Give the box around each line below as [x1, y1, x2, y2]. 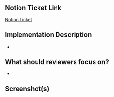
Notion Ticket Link [5, 4, 62, 12]
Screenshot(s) [5, 84, 50, 93]
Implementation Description [5, 31, 92, 39]
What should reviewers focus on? [5, 58, 110, 66]
